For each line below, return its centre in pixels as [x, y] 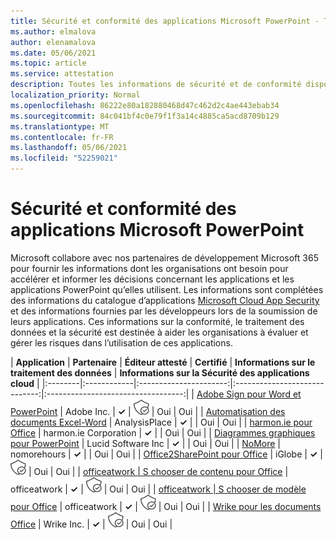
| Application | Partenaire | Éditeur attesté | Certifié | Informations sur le [163, 362]
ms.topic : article [48, 63]
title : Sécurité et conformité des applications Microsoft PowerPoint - [165, 21]
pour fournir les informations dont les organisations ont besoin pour [149, 268]
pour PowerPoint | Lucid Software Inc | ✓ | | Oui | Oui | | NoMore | [146, 443]
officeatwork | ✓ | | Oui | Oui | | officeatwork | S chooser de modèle [158, 489]
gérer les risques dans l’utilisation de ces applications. [121, 342]
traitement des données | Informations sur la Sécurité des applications [160, 372]
